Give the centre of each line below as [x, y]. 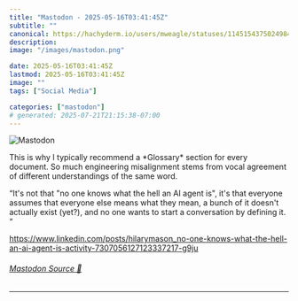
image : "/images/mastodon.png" [67, 50]
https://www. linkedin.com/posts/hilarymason [91, 239]
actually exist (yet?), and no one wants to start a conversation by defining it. [148, 212]
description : [33, 42]
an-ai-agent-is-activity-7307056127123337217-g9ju [104, 248]
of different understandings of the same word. [94, 176]
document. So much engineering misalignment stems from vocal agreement [148, 167]
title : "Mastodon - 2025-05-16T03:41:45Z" [89, 17]
